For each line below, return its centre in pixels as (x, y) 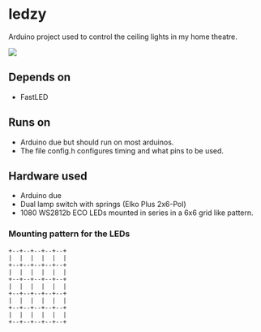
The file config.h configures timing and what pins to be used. (122, 150)
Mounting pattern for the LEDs (69, 234)
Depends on (40, 78)
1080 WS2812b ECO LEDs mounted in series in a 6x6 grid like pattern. (137, 213)
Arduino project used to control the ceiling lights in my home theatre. (123, 37)
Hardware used (48, 176)
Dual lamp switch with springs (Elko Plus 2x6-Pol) (103, 205)
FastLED (34, 97)
